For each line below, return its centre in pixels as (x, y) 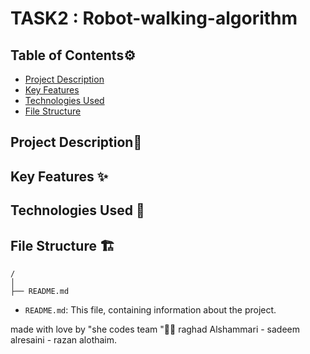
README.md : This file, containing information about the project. (150, 309)
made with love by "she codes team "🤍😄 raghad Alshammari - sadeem (155, 329)
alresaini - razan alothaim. (64, 339)
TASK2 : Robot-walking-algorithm (154, 18)
